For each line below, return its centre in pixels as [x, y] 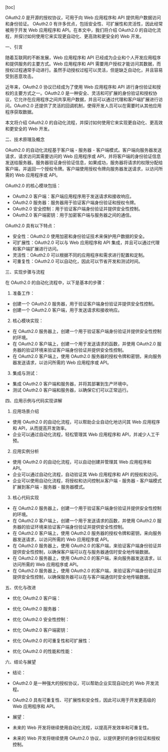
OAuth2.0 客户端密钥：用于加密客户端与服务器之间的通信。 [73, 215]
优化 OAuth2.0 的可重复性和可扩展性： [52, 640]
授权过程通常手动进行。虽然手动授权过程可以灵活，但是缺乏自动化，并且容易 [84, 70]
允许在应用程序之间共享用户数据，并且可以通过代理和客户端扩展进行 [88, 99]
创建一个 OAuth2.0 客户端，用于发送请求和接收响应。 [67, 310]
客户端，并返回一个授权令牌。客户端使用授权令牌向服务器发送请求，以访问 [82, 169]
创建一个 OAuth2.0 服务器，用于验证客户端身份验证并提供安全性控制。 [85, 304]
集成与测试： [25, 373]
